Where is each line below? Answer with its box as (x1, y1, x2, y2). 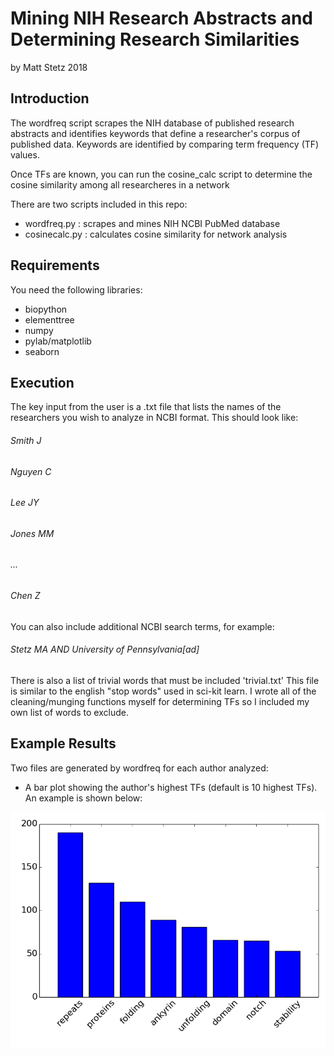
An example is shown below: (24, 792, 143, 804)
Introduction (10, 90, 90, 107)
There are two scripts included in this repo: (10, 198, 188, 210)
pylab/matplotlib (24, 335, 92, 347)
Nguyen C (10, 465, 52, 477)
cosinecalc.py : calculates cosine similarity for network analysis (24, 228, 288, 240)
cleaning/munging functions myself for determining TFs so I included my (10, 695, 310, 707)
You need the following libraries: (10, 283, 143, 296)
